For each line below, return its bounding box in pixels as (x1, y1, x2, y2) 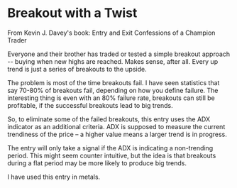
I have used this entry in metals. (7, 172, 101, 181)
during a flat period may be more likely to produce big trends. (7, 158, 187, 167)
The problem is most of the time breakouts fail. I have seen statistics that (7, 78, 220, 87)
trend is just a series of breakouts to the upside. (7, 65, 147, 73)
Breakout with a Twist (7, 5, 138, 21)
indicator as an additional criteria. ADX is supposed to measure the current (7, 122, 226, 131)
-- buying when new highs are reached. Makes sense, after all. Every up (7, 57, 219, 65)
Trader (7, 35, 27, 44)
